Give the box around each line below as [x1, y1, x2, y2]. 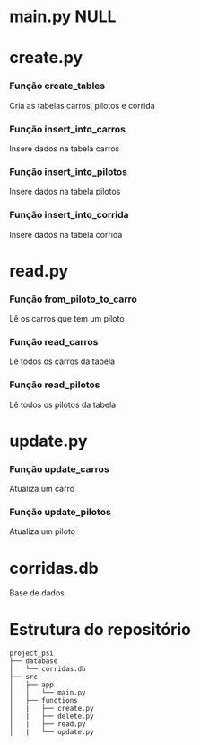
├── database [9, 657, 58, 666]
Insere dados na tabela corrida [9, 229, 123, 240]
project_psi [9, 649, 54, 659]
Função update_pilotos [9, 506, 112, 519]
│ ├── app [9, 680, 54, 690]
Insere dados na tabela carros [9, 142, 120, 154]
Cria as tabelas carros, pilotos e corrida [9, 100, 155, 111]
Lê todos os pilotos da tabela [9, 399, 117, 410]
